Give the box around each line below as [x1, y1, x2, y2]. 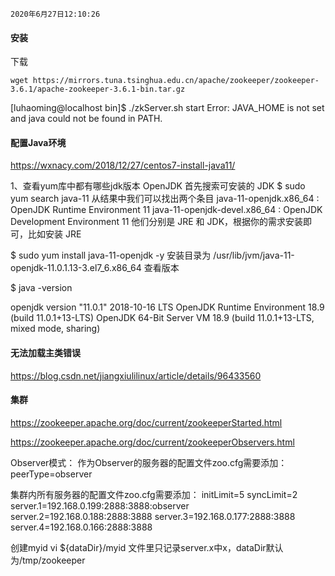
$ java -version [10, 282, 73, 294]
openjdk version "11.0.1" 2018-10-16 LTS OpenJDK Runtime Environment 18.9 [10, 301, 325, 313]
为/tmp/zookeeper [10, 554, 86, 566]
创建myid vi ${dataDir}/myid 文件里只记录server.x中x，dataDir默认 [10, 541, 284, 553]
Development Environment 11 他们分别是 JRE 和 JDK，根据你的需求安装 [10, 216, 304, 228]
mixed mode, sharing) [10, 323, 101, 335]
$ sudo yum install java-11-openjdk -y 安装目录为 [10, 249, 212, 262]
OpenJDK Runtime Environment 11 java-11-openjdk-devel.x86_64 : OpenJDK [10, 204, 323, 216]
